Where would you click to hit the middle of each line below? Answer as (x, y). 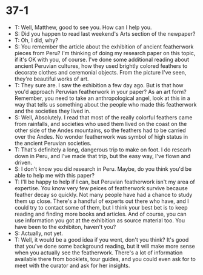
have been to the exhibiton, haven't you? (65, 227)
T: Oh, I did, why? (36, 40)
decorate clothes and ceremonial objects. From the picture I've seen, (100, 72)
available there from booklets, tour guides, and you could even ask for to (105, 259)
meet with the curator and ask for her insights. (72, 265)
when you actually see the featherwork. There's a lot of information (98, 253)
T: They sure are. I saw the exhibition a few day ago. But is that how (99, 85)
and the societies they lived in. (52, 111)
